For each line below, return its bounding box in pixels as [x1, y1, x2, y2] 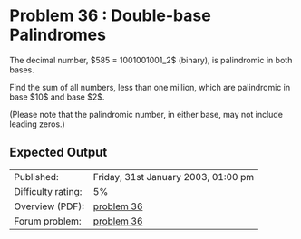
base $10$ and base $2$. [9, 91, 105, 102]
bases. [9, 64, 34, 75]
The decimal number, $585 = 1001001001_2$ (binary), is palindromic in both [9, 54, 293, 65]
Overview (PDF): [14, 200, 84, 213]
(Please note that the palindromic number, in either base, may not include [9, 109, 284, 119]
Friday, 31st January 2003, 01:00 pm [92, 170, 255, 183]
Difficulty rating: [14, 185, 83, 197]
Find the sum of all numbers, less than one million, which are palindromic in [9, 81, 291, 92]
